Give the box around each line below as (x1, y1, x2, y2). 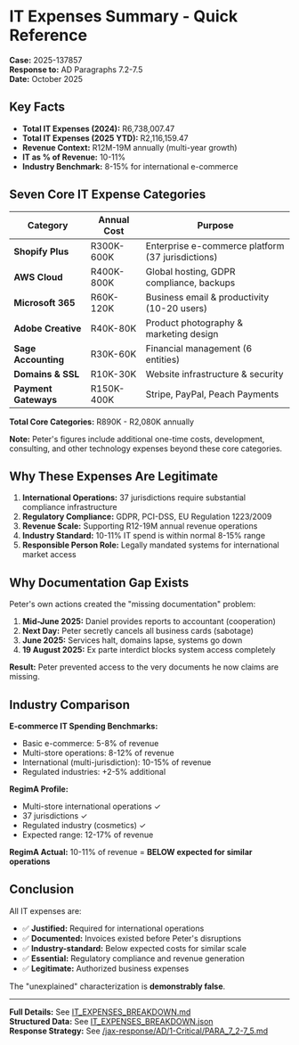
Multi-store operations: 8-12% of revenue (21, 747, 175, 758)
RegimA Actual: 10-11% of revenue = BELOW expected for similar (9, 847, 253, 857)
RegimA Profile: (9, 784, 69, 794)
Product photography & (145, 317, 243, 329)
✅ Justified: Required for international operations (21, 923, 205, 934)
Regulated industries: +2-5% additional (21, 767, 166, 777)
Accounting (13, 353, 65, 366)
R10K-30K (90, 367, 137, 380)
